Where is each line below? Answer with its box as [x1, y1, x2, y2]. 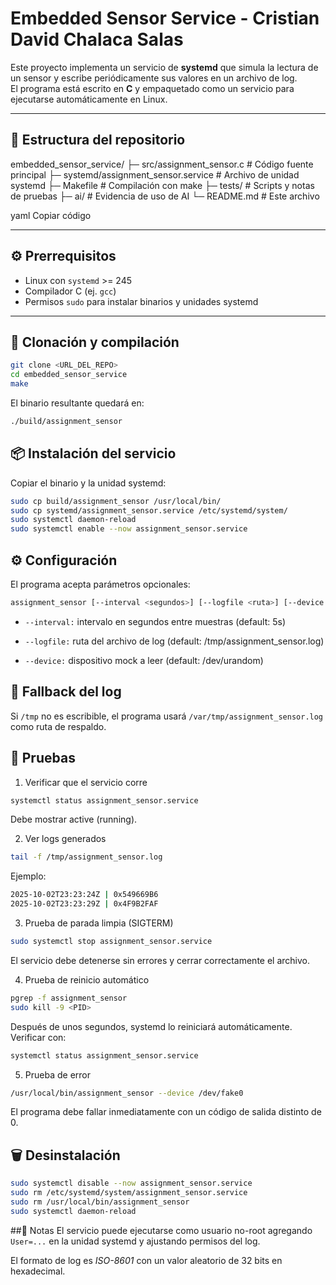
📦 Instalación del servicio [10, 445, 177, 462]
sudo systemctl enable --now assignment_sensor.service [10, 524, 248, 534]
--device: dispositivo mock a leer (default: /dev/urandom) [24, 654, 264, 666]
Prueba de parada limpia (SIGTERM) [24, 917, 174, 929]
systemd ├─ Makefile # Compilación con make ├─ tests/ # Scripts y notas [10, 179, 315, 191]
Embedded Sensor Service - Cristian [10, 7, 320, 30]
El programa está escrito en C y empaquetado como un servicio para [10, 82, 295, 94]
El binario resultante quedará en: [10, 397, 145, 409]
